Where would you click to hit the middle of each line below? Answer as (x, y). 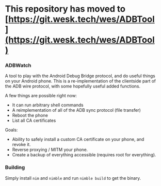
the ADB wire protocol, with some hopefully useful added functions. (73, 86)
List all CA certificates (34, 120)
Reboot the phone (30, 116)
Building (15, 168)
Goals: (11, 130)
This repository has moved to (65, 9)
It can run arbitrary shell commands (48, 105)
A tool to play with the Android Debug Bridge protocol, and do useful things (80, 76)
